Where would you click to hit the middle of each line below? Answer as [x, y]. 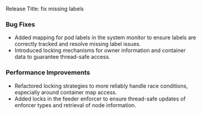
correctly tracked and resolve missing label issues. [78, 44]
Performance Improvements [48, 73]
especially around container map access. [66, 92]
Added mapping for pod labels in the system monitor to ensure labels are [105, 38]
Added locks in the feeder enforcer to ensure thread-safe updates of [100, 99]
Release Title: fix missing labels [45, 9]
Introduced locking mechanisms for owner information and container [100, 50]
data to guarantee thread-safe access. [62, 57]
